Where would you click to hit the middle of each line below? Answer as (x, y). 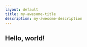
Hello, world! (25, 38)
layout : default (22, 9)
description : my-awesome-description (44, 18)
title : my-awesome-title (30, 14)
